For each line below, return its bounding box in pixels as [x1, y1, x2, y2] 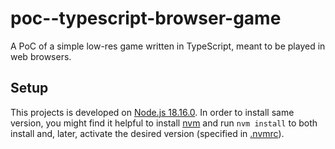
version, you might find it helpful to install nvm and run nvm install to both [10, 117, 318, 129]
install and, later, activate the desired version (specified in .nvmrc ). [10, 127, 285, 139]
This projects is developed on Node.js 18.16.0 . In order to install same [10, 106, 295, 118]
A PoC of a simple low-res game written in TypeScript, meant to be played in [10, 40, 326, 52]
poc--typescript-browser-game [10, 7, 282, 30]
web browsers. [10, 50, 72, 62]
